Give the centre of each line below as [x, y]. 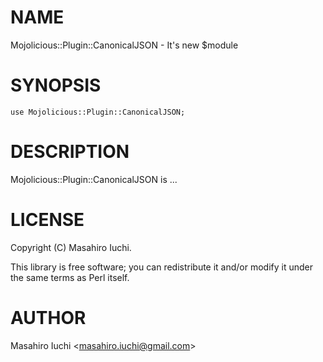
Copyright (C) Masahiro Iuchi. [71, 247]
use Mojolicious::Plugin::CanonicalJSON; [98, 112]
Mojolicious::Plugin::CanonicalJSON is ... [94, 179]
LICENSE [47, 220]
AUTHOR [48, 317]
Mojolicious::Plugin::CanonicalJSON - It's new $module [124, 45]
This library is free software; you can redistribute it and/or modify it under [162, 267]
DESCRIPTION [70, 152]
